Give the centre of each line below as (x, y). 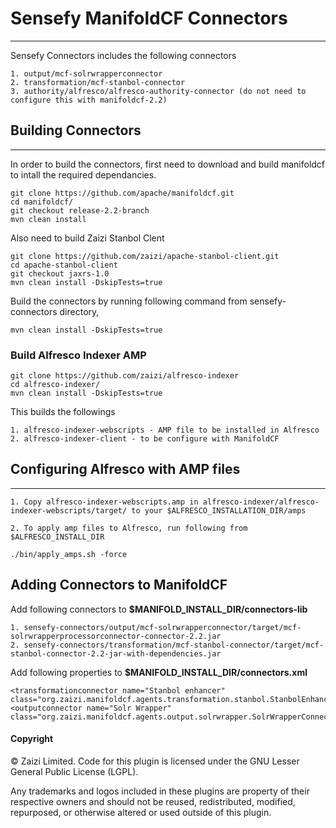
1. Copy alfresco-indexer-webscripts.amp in (104, 502)
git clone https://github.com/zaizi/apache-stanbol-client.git (145, 256)
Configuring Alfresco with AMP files (125, 469)
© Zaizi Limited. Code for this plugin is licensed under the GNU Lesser (155, 761)
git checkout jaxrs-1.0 (60, 273)
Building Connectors (76, 130)
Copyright (32, 739)
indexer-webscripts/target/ (69, 510)
